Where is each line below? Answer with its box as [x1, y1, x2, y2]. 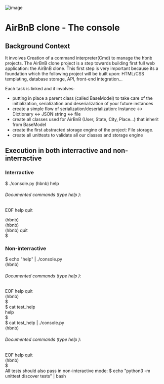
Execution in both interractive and [5, 146, 112, 155]
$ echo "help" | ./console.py [5, 256, 63, 262]
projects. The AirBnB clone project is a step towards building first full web [5, 60, 155, 66]
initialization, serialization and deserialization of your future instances [12, 101, 154, 106]
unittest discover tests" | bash [5, 373, 66, 379]
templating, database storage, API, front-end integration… [5, 76, 123, 82]
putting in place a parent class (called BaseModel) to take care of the [12, 95, 153, 101]
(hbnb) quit [5, 227, 28, 233]
